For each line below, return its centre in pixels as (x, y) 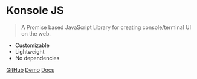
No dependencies (37, 58)
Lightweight (30, 51)
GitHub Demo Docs (30, 69)
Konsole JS (35, 11)
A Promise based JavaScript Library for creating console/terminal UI (106, 27)
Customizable (32, 45)
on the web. (36, 33)
